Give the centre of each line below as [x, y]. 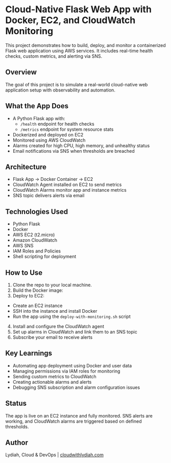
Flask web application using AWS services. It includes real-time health [79, 51]
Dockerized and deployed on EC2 [48, 134]
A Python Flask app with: [39, 118]
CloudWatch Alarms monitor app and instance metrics [69, 190]
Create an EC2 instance [38, 306]
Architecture [26, 167]
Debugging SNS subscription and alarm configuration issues [76, 387]
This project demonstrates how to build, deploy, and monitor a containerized [86, 45]
